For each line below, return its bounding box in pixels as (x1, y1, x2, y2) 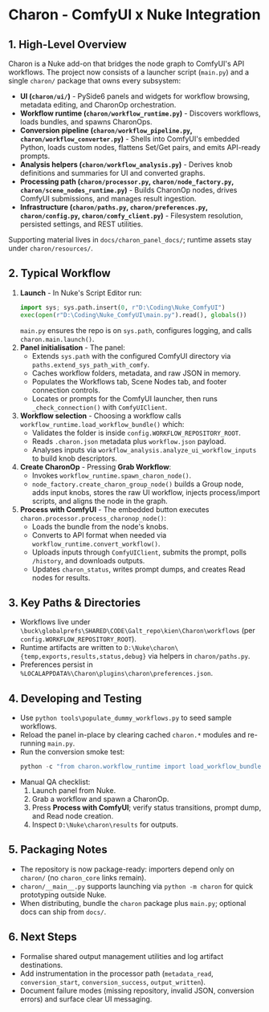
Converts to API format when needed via (31, 530, 167, 539)
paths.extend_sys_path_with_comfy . (31, 360, 150, 369)
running (19, 738, 47, 748)
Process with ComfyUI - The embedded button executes (19, 504, 210, 514)
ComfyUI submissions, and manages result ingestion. (19, 194, 197, 203)
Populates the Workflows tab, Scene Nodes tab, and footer (31, 376, 227, 386)
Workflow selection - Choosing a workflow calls (19, 411, 182, 421)
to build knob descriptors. (31, 453, 118, 463)
